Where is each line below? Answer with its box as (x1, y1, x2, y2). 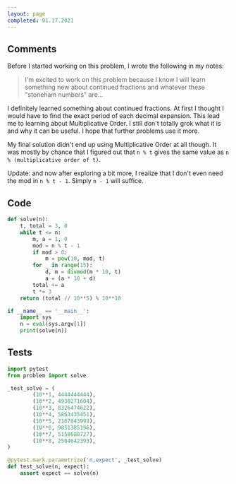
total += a (32, 281, 65, 288)
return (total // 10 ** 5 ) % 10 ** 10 (20, 295, 121, 302)
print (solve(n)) (20, 327, 68, 334)
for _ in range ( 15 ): (32, 262, 93, 269)
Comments (7, 43, 57, 55)
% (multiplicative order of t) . (7, 155, 101, 164)
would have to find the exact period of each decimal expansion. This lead (7, 112, 221, 120)
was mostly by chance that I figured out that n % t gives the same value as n (7, 148, 229, 156)
